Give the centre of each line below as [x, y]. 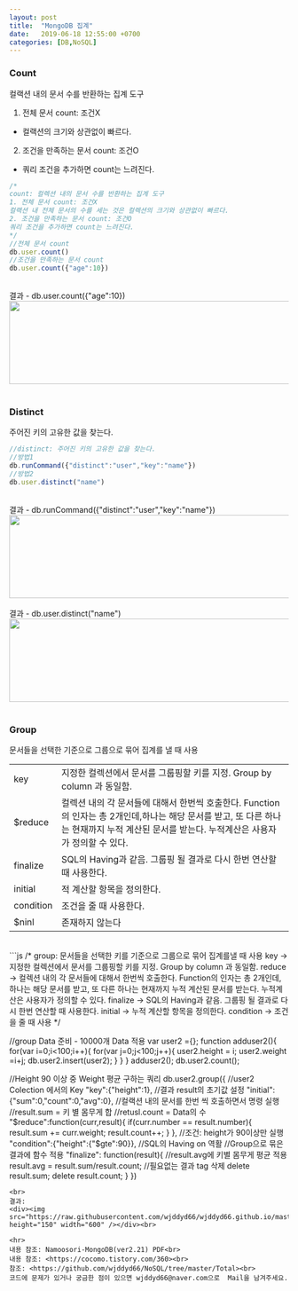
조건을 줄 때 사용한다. [103, 906]
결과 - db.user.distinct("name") [65, 613]
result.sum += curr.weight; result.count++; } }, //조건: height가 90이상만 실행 [146, 1133]
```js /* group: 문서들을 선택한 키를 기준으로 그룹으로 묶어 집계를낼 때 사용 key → [149, 956]
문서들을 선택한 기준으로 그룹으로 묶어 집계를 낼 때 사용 [104, 750]
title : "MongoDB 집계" [51, 26]
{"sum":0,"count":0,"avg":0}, [61, 1101]
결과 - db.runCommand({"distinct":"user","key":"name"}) [112, 509]
